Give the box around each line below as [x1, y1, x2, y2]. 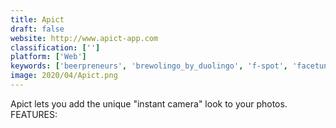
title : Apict [10, 14, 65, 25]
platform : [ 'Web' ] [10, 52, 87, 62]
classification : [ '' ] [10, 42, 101, 53]
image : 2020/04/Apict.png [10, 71, 118, 81]
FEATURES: [10, 108, 58, 120]
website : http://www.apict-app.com [10, 33, 159, 43]
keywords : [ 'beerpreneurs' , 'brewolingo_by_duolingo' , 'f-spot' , [10, 61, 288, 71]
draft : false [10, 24, 65, 34]
